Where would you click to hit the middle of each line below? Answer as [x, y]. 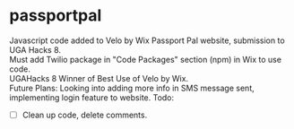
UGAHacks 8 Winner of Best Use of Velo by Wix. [99, 78]
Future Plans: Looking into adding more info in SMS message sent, [132, 88]
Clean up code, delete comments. [85, 115]
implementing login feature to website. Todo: [92, 97]
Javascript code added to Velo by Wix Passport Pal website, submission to [147, 40]
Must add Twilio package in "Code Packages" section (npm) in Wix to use [146, 59]
